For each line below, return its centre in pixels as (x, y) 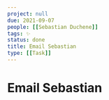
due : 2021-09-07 (31, 20)
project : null (28, 14)
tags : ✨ (19, 33)
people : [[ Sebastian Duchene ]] (53, 27)
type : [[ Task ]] (29, 54)
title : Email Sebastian (42, 46)
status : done (26, 40)
